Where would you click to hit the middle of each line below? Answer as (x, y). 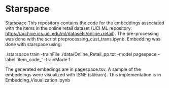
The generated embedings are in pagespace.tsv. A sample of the (73, 69)
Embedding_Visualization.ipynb (38, 80)
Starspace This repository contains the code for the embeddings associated (85, 23)
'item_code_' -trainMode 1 (44, 59)
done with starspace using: (34, 44)
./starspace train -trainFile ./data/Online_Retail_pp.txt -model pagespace (81, 54)
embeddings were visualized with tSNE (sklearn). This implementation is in (83, 74)
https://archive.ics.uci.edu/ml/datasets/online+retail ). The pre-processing (82, 33)
